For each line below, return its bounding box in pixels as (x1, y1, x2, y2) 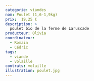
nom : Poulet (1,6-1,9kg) (5, 12, 58, 17)
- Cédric (10, 45, 28, 50)
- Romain (10, 40, 28, 45)
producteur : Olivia (5, 31, 46, 36)
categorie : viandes (5, 7, 46, 13)
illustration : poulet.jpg (5, 68, 60, 73)
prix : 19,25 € (5, 17, 37, 22)
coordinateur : (5, 36, 35, 41)
